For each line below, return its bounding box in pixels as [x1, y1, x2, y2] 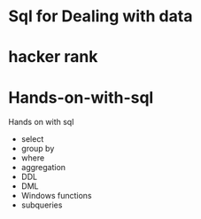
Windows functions [20, 191, 92, 201]
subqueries [20, 199, 63, 210]
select [20, 134, 44, 145]
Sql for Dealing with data [8, 6, 193, 27]
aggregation [20, 162, 66, 173]
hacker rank [8, 47, 98, 67]
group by [20, 144, 55, 154]
